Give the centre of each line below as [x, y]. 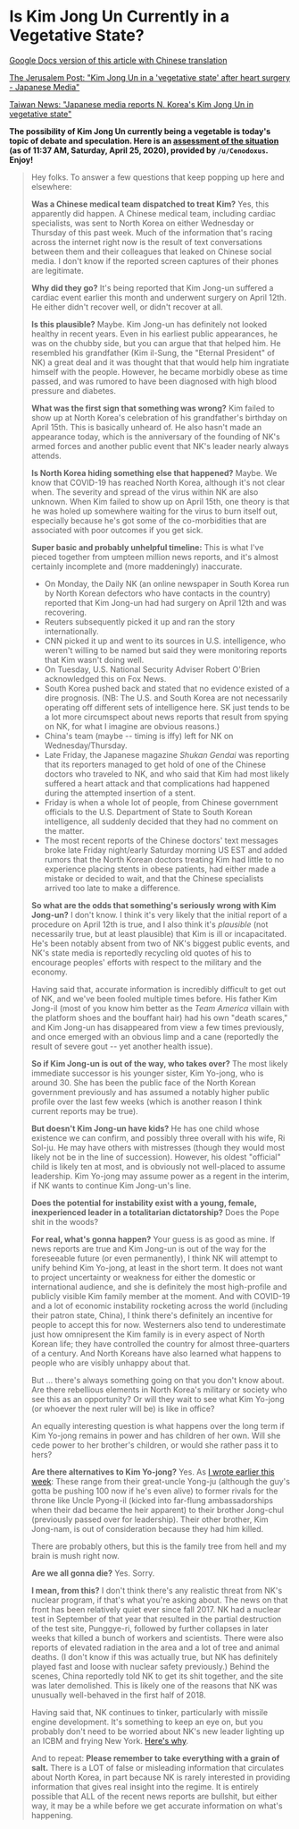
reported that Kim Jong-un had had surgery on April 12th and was [166, 602]
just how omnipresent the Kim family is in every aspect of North [148, 1334]
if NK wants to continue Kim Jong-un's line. [111, 1185]
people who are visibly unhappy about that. [111, 1363]
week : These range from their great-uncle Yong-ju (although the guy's [160, 1481]
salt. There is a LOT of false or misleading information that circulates [157, 1767]
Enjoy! [21, 159]
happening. [52, 1815]
